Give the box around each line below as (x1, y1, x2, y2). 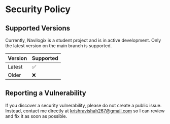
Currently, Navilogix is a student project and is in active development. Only (5, 37, 161, 43)
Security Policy (5, 4, 71, 15)
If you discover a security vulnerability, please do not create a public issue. (5, 102, 162, 108)
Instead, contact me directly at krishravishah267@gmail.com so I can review (5, 108, 165, 114)
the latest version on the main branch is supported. (5, 43, 112, 49)
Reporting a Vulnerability (5, 89, 86, 98)
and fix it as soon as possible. (5, 113, 67, 119)
